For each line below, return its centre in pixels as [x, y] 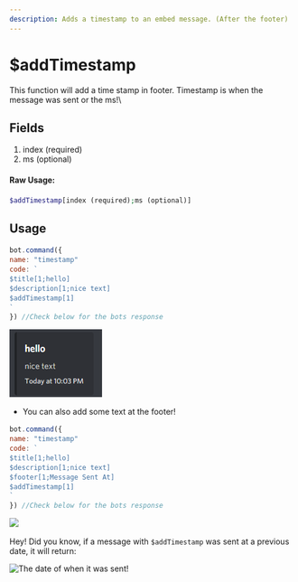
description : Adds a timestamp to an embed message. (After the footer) [149, 19]
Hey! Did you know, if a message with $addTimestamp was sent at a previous [149, 541]
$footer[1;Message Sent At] [62, 477]
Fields [27, 128]
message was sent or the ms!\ [65, 99]
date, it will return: [43, 551]
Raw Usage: [33, 180]
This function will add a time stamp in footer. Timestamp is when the [136, 89]
